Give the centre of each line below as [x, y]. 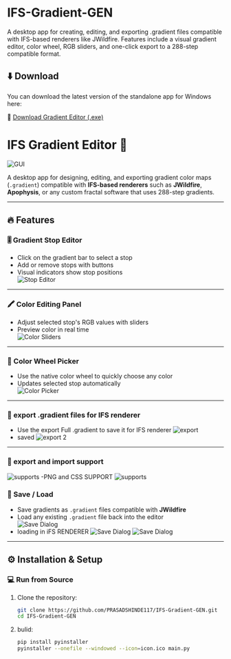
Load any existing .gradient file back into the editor [90, 517]
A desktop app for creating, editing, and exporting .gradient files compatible [114, 32]
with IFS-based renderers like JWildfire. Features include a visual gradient [112, 39]
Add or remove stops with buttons [65, 265]
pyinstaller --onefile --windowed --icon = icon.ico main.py [103, 649]
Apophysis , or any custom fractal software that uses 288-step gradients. [111, 192]
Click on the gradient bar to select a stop [75, 258]
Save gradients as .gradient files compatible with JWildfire [102, 509]
